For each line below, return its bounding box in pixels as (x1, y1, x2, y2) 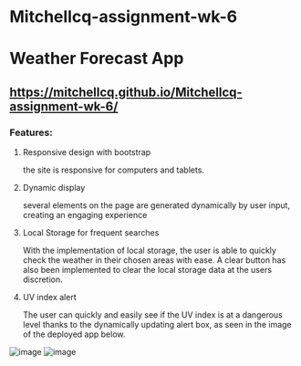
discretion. (22, 274, 64, 285)
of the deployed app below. (22, 329, 126, 340)
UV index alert (22, 292, 77, 303)
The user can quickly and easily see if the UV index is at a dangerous (22, 309, 283, 320)
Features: (9, 126, 53, 139)
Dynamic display (22, 183, 86, 193)
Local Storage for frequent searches (22, 227, 160, 238)
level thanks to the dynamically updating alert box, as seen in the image (22, 319, 292, 330)
